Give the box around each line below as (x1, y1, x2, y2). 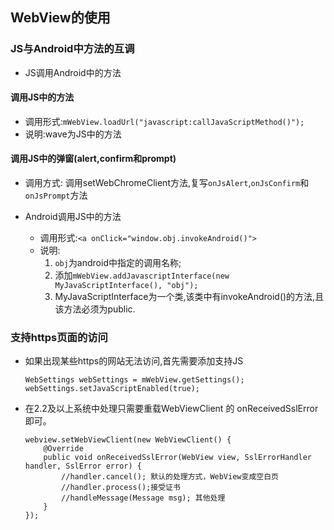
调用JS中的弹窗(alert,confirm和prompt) (10, 153, 177, 165)
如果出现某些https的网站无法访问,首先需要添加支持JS (24, 355, 244, 367)
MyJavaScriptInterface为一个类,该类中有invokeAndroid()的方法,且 (54, 291, 325, 303)
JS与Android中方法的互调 (10, 42, 135, 56)
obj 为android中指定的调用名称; (54, 257, 182, 269)
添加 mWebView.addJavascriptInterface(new (54, 269, 230, 282)
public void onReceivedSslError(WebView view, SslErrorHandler (43, 453, 312, 463)
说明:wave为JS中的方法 (24, 128, 122, 140)
